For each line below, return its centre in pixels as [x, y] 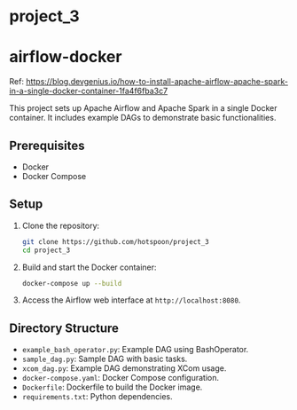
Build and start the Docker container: [89, 267]
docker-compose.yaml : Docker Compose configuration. [121, 378]
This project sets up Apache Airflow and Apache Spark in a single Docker [143, 108]
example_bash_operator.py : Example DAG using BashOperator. [135, 350]
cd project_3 [46, 250]
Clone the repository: [61, 225]
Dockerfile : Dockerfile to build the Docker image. [112, 387]
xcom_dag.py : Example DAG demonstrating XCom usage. [124, 368]
